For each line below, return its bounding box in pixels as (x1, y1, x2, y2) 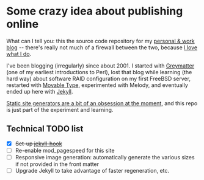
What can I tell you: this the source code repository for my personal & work (6, 37, 195, 44)
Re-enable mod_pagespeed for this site (15, 147, 115, 154)
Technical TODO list (6, 123, 84, 134)
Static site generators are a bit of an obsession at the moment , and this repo (6, 99, 198, 107)
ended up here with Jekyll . (6, 88, 73, 95)
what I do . (6, 50, 32, 57)
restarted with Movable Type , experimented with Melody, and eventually (6, 81, 188, 89)
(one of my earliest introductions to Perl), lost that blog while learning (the (6, 68, 192, 75)
